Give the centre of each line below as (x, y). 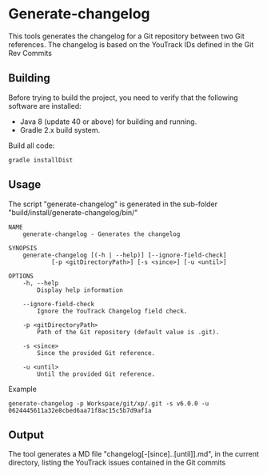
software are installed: (45, 106)
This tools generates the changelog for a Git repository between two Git (127, 36)
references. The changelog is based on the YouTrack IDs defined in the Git (131, 44)
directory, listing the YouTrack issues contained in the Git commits (117, 463)
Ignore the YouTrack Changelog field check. (112, 311)
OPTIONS (21, 276)
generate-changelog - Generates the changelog (102, 234)
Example (23, 389)
